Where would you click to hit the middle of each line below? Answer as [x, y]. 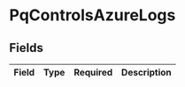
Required [93, 72]
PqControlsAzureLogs [92, 15]
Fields [27, 48]
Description [146, 72]
